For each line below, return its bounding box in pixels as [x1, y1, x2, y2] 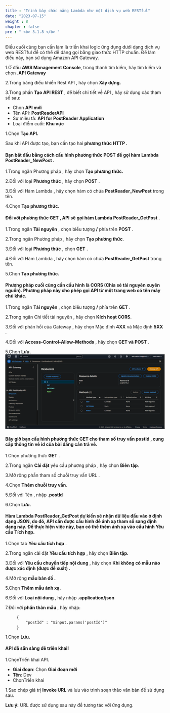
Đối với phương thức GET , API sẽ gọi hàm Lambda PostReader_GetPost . [5, 215, 160, 221]
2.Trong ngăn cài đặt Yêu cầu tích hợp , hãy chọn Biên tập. [5, 550, 129, 556]
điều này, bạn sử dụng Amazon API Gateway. [5, 55, 99, 61]
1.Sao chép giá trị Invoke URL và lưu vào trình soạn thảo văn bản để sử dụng [5, 687, 164, 693]
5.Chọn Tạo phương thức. [5, 270, 60, 276]
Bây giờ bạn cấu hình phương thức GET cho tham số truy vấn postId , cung [5, 436, 164, 442]
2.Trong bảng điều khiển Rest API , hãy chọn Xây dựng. [5, 80, 121, 86]
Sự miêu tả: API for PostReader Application [12, 115, 105, 121]
